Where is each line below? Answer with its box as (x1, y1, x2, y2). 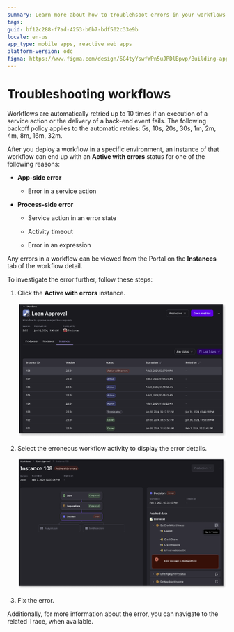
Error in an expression (27, 240, 91, 249)
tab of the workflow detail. (7, 261, 83, 270)
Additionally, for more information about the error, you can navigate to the (7, 610, 219, 618)
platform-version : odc (7, 48, 73, 55)
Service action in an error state (27, 213, 117, 222)
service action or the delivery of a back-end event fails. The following (7, 116, 207, 125)
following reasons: (7, 160, 61, 168)
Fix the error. (17, 596, 54, 604)
